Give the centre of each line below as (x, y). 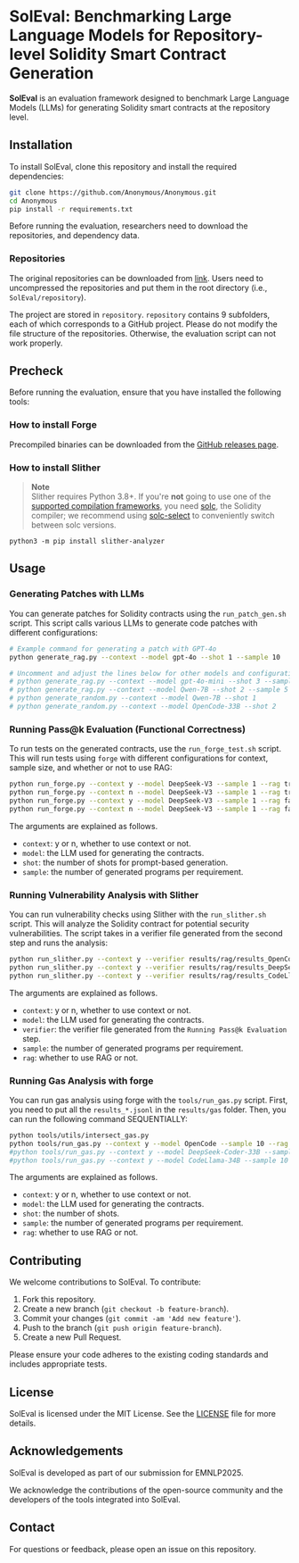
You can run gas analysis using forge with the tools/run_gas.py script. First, (149, 1100)
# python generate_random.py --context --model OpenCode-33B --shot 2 (143, 707)
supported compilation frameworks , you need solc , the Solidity (146, 506)
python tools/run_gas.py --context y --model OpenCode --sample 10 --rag (149, 1143)
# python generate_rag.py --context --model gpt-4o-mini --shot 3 (135, 682)
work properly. (36, 343)
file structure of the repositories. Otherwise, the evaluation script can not (142, 333)
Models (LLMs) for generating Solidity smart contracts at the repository (140, 107)
